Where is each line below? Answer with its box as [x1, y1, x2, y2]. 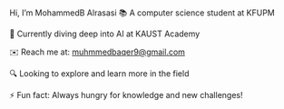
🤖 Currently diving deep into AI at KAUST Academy [9, 28, 201, 39]
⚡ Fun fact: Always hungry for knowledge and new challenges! [9, 90, 243, 100]
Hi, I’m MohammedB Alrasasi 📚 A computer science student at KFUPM [9, 7, 275, 18]
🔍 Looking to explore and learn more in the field [9, 68, 190, 79]
